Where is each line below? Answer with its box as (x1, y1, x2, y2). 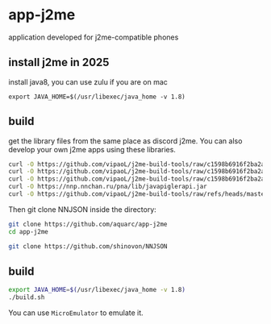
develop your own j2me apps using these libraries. (8, 144, 176, 154)
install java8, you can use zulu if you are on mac (8, 77, 168, 86)
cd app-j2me (8, 227, 48, 235)
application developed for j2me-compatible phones (8, 32, 179, 42)
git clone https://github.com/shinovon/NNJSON (8, 242, 168, 251)
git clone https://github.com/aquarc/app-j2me (8, 220, 168, 228)
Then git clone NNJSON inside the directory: (8, 204, 157, 214)
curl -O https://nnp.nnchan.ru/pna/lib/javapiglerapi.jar (8, 183, 207, 191)
